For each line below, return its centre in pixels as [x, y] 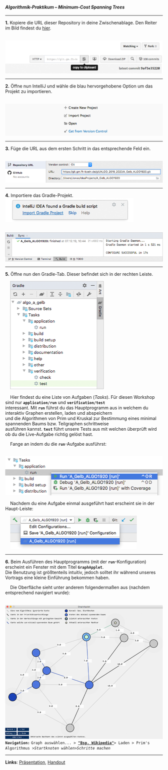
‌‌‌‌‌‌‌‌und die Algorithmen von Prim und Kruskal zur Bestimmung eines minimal [81, 418]
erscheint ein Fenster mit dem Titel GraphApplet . [54, 567]
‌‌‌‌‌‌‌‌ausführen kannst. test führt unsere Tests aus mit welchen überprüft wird [81, 429]
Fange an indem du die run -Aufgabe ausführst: [58, 444]
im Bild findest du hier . [28, 28]
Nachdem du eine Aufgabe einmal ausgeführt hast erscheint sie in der [82, 503]
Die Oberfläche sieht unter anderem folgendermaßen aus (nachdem [80, 588]
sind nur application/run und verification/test [55, 402]
